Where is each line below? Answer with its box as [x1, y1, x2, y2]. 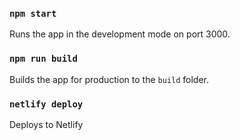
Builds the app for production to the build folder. [9, 73, 210, 85]
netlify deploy [9, 98, 84, 110]
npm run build [9, 53, 78, 65]
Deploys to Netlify [9, 118, 84, 130]
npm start [9, 8, 57, 19]
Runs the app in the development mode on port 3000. [9, 28, 231, 40]
